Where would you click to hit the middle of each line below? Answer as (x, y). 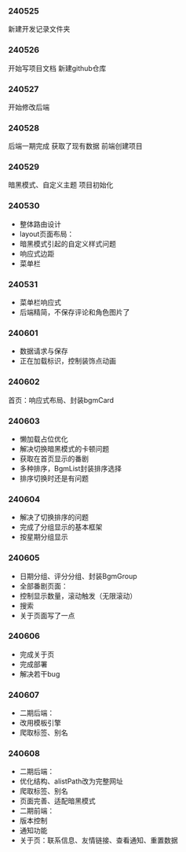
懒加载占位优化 (44, 439)
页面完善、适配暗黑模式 (57, 801)
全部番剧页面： (44, 586)
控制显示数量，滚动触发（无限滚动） (78, 596)
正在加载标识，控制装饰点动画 (67, 361)
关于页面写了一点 (47, 615)
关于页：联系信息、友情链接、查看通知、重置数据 (98, 840)
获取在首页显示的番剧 (54, 459)
